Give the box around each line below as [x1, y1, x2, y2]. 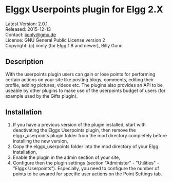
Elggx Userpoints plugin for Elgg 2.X [5, 4, 163, 15]
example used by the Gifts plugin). [5, 93, 78, 99]
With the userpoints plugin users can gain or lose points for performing [5, 71, 156, 77]
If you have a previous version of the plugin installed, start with [12, 121, 146, 128]
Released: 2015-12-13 [5, 26, 51, 32]
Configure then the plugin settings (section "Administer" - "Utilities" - [12, 159, 159, 166]
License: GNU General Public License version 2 [5, 37, 105, 43]
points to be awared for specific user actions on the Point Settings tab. [12, 171, 162, 177]
